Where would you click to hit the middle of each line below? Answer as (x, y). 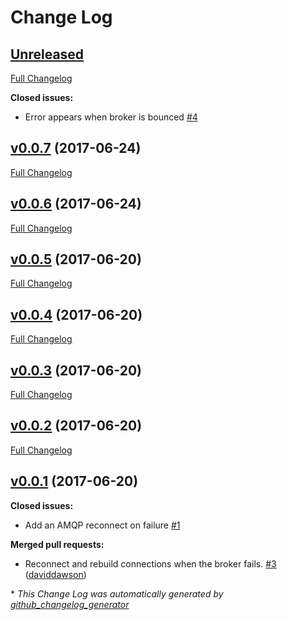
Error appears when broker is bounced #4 (111, 117)
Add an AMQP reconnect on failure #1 (102, 525)
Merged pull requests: (57, 544)
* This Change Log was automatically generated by (117, 593)
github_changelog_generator (70, 604)
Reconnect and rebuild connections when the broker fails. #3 (150, 563)
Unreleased (47, 54)
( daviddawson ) (55, 574)
